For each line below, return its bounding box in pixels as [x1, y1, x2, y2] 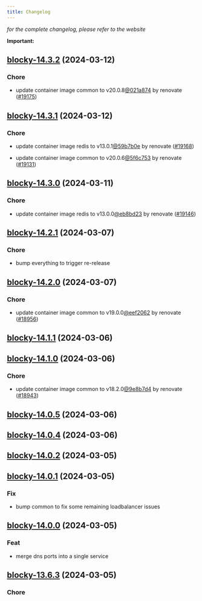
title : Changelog [7, 8, 51, 15]
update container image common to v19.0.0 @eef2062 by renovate [15, 309, 181, 317]
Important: [7, 37, 34, 44]
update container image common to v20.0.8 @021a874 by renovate [15, 87, 182, 94]
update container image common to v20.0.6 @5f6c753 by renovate [15, 154, 182, 161]
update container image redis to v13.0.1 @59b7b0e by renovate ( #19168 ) [15, 143, 194, 149]
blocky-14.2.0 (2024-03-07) [7, 277, 117, 287]
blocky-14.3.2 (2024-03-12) [7, 55, 116, 65]
